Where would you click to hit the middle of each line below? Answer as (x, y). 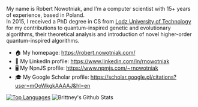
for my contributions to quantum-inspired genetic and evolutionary (88, 28)
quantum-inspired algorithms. (43, 41)
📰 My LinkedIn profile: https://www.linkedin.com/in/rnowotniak (92, 61)
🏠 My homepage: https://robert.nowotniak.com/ (75, 53)
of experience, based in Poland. (46, 15)
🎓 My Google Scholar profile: (52, 77)
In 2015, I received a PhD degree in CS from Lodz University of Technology (99, 21)
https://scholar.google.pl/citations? (133, 77)
